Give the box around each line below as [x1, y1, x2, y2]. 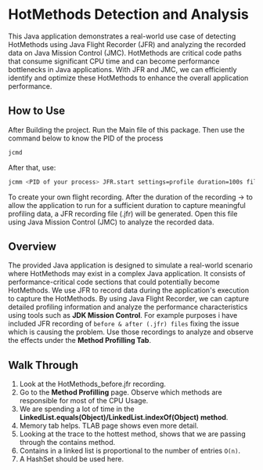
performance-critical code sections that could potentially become [8, 277, 221, 287]
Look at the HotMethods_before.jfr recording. [19, 379, 167, 389]
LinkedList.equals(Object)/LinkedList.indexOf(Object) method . [19, 413, 229, 422]
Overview [8, 239, 57, 253]
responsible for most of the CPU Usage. [19, 396, 149, 406]
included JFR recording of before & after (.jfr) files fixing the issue [8, 319, 240, 329]
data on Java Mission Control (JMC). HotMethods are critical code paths [8, 48, 243, 57]
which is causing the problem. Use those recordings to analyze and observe [8, 327, 254, 337]
